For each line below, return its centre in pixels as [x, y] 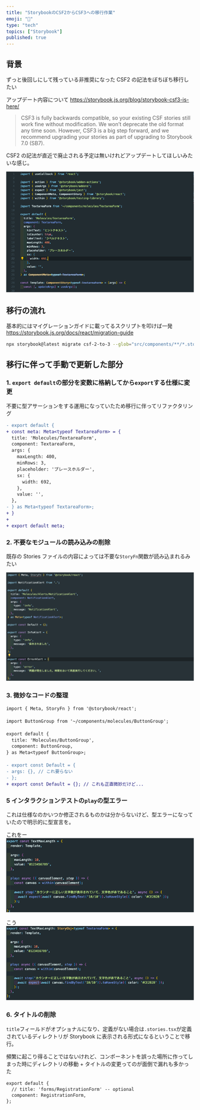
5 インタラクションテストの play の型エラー [67, 800]
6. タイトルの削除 [31, 1015]
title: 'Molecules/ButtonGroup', [53, 740]
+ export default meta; [36, 526]
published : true [26, 38]
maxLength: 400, [37, 457]
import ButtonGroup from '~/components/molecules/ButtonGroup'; [87, 721]
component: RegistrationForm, [49, 1095]
